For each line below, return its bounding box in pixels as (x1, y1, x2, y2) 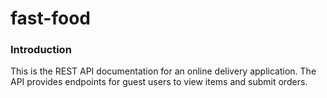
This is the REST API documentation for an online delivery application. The (10, 65, 317, 77)
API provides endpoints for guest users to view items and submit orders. (10, 76, 308, 88)
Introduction (10, 43, 72, 57)
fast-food (10, 7, 91, 30)
